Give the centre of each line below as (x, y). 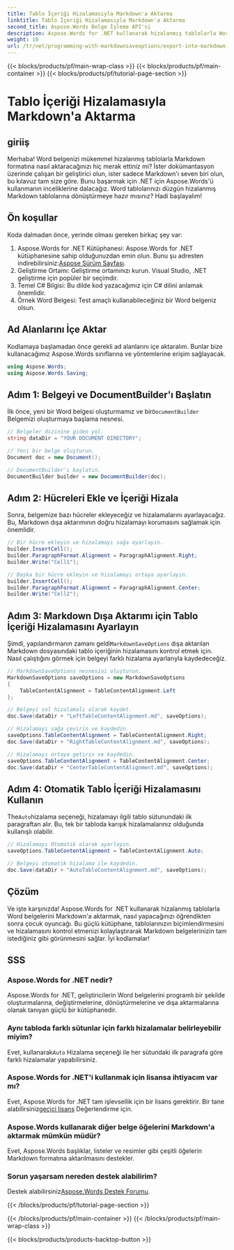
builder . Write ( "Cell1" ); (43, 562)
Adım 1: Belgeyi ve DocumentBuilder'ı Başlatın (109, 395)
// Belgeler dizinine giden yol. (56, 432)
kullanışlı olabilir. (31, 832)
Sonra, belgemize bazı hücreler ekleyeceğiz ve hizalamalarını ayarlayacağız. (116, 515)
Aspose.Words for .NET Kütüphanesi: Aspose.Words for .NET (105, 248)
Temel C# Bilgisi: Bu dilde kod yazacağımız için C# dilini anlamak (110, 285)
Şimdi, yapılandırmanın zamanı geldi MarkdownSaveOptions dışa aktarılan (109, 643)
